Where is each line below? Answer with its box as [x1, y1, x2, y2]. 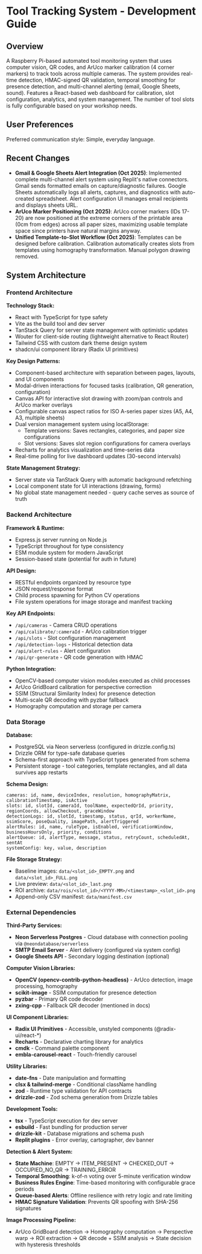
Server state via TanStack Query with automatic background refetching [14, 476, 192, 483]
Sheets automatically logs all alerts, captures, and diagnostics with [14, 189, 181, 196]
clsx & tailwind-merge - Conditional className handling [14, 1081, 157, 1088]
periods [14, 1186, 34, 1193]
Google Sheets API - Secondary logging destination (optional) [14, 953, 170, 960]
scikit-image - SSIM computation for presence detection [14, 989, 157, 997]
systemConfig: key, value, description [6, 845, 107, 851]
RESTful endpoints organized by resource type [14, 578, 131, 586]
